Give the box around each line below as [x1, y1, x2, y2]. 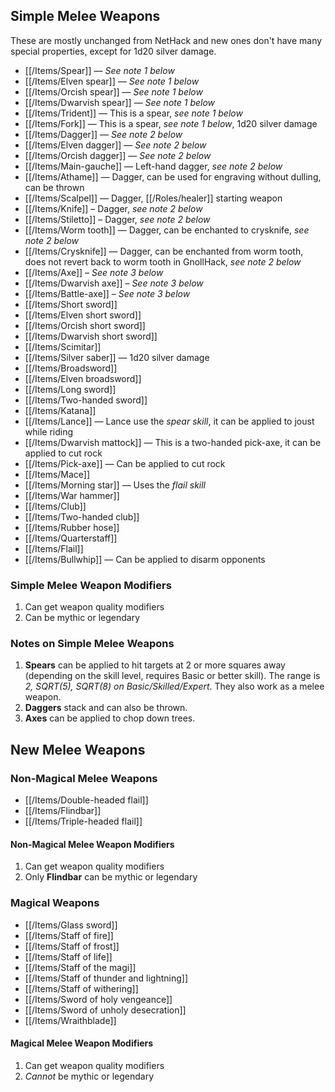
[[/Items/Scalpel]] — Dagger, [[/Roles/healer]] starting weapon [24, 192, 283, 204]
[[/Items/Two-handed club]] [24, 510, 140, 523]
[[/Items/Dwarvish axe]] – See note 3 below [24, 277, 204, 289]
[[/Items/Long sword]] [24, 383, 117, 395]
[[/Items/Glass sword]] [24, 919, 118, 931]
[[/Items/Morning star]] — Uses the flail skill [24, 479, 207, 491]
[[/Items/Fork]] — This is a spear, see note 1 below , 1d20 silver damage [24, 117, 318, 129]
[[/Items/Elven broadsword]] [24, 372, 142, 384]
